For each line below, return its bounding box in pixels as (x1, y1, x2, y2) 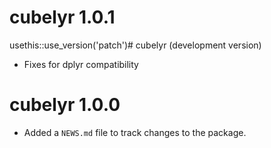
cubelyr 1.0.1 (9, 6, 116, 29)
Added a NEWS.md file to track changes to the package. (23, 126, 247, 138)
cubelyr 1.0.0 (9, 94, 121, 116)
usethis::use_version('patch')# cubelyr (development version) (9, 39, 262, 51)
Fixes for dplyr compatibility (23, 58, 139, 70)
